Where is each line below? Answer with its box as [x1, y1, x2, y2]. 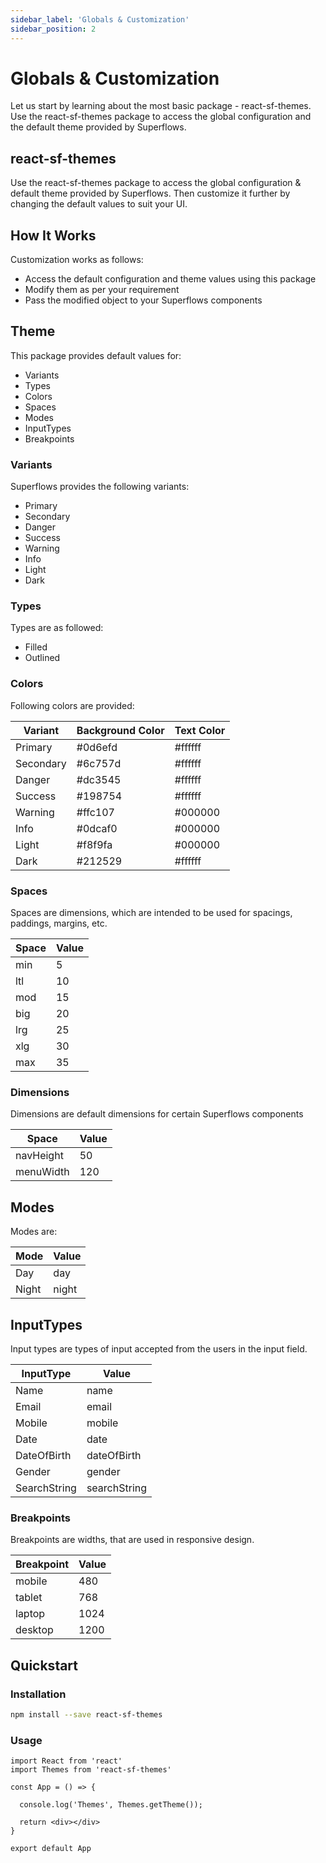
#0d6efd [76, 740, 118, 754]
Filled [24, 641, 48, 653]
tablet [15, 1591, 43, 1605]
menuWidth [15, 1165, 70, 1179]
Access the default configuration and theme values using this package [24, 273, 317, 285]
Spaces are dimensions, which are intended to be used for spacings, [10, 907, 293, 919]
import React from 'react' [10, 1756, 123, 1766]
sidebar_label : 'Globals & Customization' [10, 14, 190, 25]
